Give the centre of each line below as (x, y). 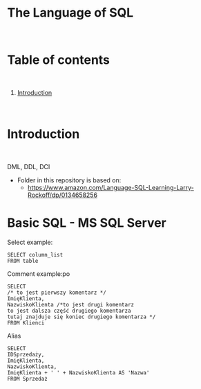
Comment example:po (39, 274)
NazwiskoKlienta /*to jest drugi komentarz (71, 304)
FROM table (23, 261)
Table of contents (59, 60)
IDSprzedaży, (26, 354)
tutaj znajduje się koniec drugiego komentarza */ (82, 317)
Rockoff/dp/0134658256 (63, 195)
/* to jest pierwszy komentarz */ (57, 293)
